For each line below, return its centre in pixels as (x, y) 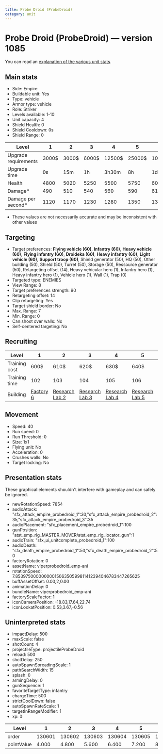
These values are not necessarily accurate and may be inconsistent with (84, 217)
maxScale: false (28, 639)
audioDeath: (24, 545)
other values (24, 222)
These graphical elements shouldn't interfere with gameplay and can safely (80, 489)
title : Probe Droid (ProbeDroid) (39, 9)
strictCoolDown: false (34, 701)
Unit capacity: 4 (28, 120)
